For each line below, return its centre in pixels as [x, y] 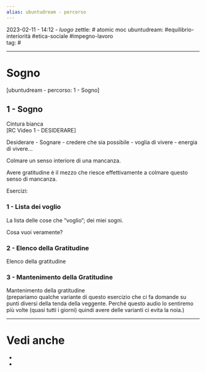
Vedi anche [36, 340]
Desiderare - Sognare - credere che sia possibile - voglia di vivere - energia [102, 142]
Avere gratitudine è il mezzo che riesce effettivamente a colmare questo [97, 173]
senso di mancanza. [32, 179]
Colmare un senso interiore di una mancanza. [64, 161]
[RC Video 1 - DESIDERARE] [41, 131]
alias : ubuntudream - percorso [46, 12]
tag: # [14, 42]
